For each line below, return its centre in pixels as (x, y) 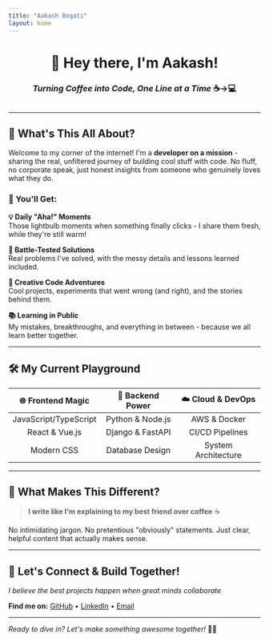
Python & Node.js (139, 419)
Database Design (138, 450)
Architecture (219, 455)
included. (24, 267)
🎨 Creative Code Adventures (57, 282)
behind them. (30, 299)
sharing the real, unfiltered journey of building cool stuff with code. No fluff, (133, 162)
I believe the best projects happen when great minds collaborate (115, 591)
